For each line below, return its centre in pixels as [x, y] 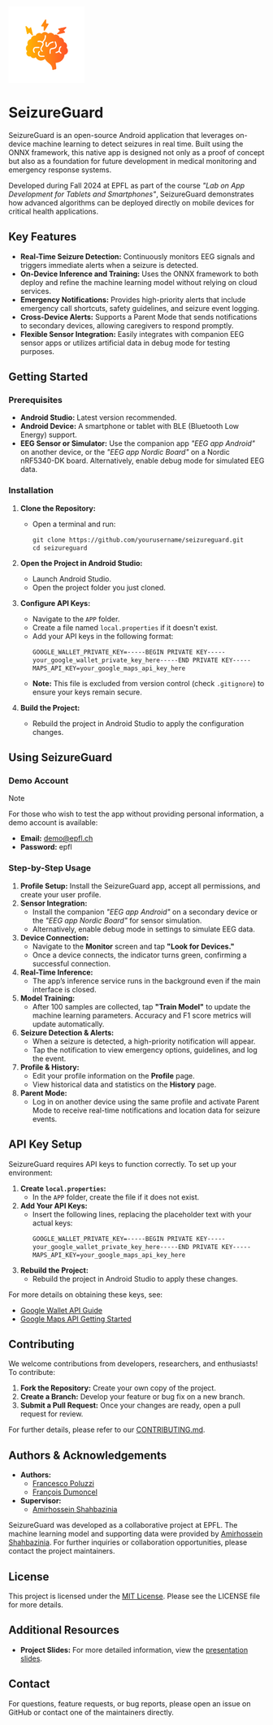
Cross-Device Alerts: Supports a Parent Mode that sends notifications [139, 317]
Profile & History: [50, 1067]
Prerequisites [35, 400]
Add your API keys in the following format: [103, 636]
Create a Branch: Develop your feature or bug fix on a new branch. [132, 1397]
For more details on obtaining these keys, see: [86, 1295]
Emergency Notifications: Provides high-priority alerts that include [133, 300]
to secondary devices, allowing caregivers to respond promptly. [127, 325]
